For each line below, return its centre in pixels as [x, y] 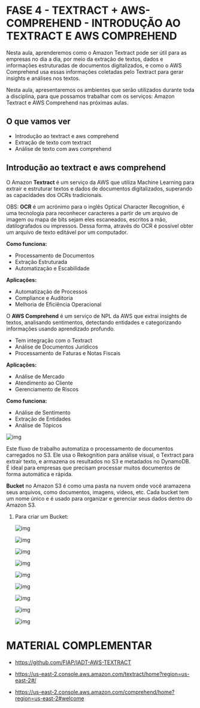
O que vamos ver [38, 122]
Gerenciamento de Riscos [47, 389]
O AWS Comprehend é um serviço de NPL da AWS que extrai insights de [97, 316]
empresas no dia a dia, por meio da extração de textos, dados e [85, 59]
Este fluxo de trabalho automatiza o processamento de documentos [90, 448]
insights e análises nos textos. [43, 78]
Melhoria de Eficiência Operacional [58, 304]
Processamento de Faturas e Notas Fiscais [68, 353]
